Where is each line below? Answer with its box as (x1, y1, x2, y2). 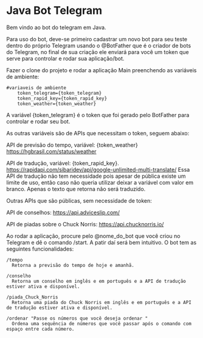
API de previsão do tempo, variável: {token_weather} (6, 141, 138, 149)
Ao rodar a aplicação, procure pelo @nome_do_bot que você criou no (6, 232, 181, 240)
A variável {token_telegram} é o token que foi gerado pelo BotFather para (6, 111, 190, 118)
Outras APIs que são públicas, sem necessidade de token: (6, 197, 152, 204)
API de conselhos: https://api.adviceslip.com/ (6, 209, 120, 216)
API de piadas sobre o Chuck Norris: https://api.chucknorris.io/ (6, 220, 164, 228)
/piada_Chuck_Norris (6, 294, 59, 300)
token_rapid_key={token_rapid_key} (17, 95, 108, 101)
